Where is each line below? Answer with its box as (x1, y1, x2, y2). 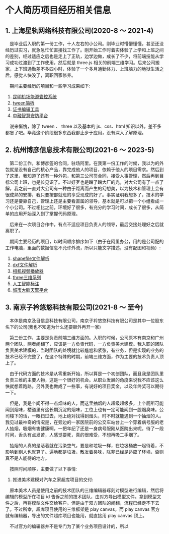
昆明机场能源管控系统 (12, 94, 57, 99)
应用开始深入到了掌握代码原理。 (14, 210, 80, 217)
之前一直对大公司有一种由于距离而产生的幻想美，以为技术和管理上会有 (18, 185, 164, 191)
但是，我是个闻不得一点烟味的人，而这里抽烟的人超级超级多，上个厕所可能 (10, 400, 164, 406)
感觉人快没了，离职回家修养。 (14, 72, 76, 78)
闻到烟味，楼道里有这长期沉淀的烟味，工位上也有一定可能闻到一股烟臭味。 (5, 406, 159, 412)
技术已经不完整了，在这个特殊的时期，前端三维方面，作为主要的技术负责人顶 (5, 353, 164, 359)
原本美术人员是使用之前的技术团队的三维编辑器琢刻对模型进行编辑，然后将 (10, 487, 164, 493)
